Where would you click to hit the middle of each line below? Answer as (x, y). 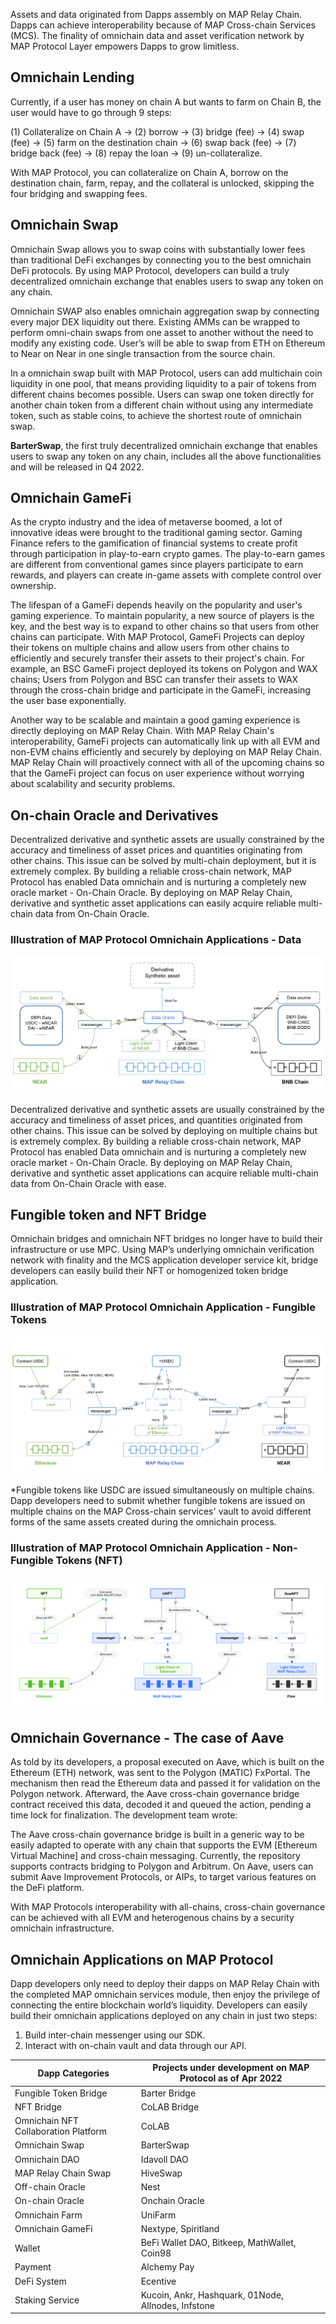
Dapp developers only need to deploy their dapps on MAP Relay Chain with (165, 1983)
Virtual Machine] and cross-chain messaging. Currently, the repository (155, 1856)
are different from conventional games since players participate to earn (157, 565)
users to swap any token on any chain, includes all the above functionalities (166, 456)
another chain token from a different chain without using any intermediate (162, 405)
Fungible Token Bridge (61, 2093)
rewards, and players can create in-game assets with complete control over (166, 575)
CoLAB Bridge (170, 2106)
